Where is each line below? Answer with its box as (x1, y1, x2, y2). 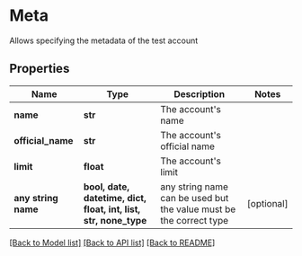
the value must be (160, 203, 236, 216)
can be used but (160, 191, 229, 204)
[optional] (246, 197, 289, 209)
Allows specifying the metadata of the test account (9, 35, 199, 46)
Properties (9, 61, 70, 76)
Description (173, 87, 226, 100)
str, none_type (83, 214, 147, 226)
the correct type (160, 214, 229, 226)
